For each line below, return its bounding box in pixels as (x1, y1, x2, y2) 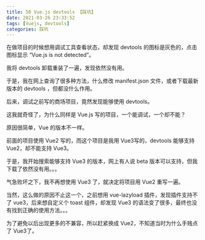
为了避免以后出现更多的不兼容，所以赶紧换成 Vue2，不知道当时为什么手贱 (6, 220, 193, 227)
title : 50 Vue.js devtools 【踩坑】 (6, 9, 96, 15)
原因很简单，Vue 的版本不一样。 (6, 124, 88, 132)
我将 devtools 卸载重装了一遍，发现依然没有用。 (6, 64, 128, 72)
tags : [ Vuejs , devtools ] (6, 20, 70, 26)
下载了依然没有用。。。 (6, 165, 60, 173)
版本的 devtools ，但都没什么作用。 (6, 85, 96, 92)
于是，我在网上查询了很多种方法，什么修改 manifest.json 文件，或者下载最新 (6, 77, 199, 84)
